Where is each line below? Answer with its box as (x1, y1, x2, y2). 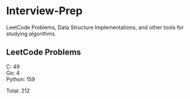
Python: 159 (6, 75, 36, 82)
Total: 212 (6, 87, 30, 94)
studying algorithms (6, 30, 55, 37)
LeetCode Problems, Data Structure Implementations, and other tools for (6, 24, 184, 31)
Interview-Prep (6, 4, 83, 18)
